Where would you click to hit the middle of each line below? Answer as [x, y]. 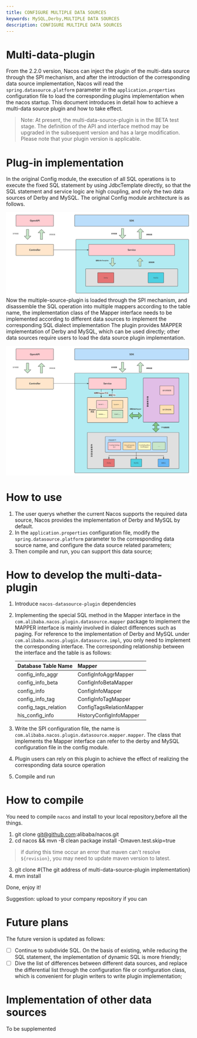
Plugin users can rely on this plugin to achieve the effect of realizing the [101, 759]
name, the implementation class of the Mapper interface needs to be [89, 312]
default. [24, 526]
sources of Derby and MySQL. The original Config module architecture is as [98, 198]
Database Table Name [45, 665]
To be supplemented [31, 1029]
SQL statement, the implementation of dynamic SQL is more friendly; [98, 957]
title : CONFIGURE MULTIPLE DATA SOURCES [56, 12]
